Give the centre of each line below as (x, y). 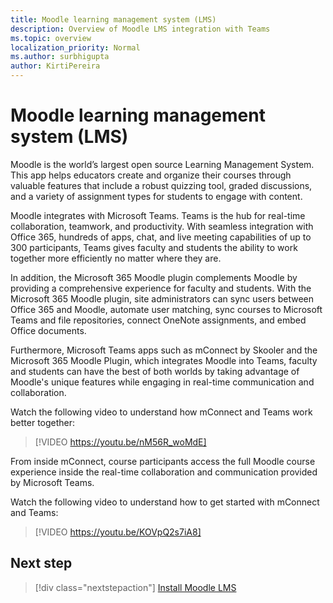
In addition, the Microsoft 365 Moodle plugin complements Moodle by (154, 277)
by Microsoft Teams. (52, 482)
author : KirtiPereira (55, 66)
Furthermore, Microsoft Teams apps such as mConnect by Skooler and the (164, 350)
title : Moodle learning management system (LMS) (113, 19)
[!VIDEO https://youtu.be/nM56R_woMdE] (120, 442)
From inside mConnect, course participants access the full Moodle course (163, 461)
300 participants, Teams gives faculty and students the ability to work (154, 247)
